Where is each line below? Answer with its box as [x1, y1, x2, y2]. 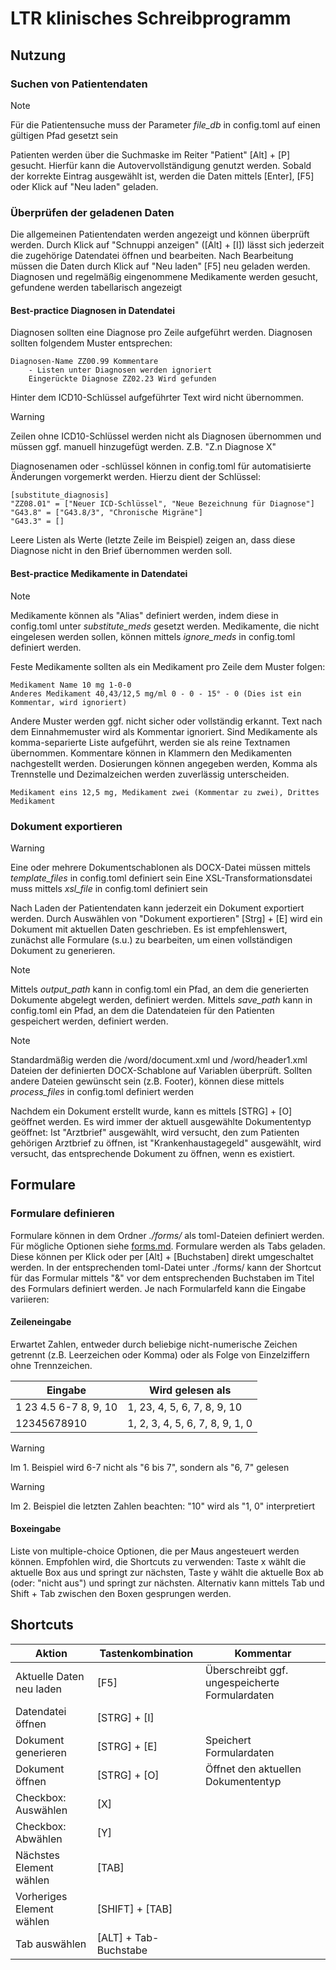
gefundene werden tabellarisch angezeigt [10, 282, 183, 294]
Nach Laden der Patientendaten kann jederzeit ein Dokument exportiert [10, 902, 305, 914]
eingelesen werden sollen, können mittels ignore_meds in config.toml [10, 630, 296, 642]
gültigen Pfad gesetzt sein [10, 129, 119, 141]
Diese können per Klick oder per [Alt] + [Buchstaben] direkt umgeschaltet [10, 1250, 314, 1262]
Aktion [34, 1646, 68, 1660]
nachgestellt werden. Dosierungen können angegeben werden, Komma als [10, 757, 318, 769]
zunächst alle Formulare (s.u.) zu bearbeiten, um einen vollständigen [10, 933, 293, 946]
